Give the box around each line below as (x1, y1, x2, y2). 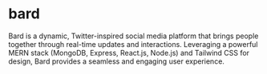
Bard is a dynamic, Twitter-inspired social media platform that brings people (8, 31, 259, 41)
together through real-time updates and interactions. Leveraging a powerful (8, 39, 258, 49)
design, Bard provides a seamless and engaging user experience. (8, 56, 225, 66)
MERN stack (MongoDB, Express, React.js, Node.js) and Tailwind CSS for (8, 48, 250, 57)
